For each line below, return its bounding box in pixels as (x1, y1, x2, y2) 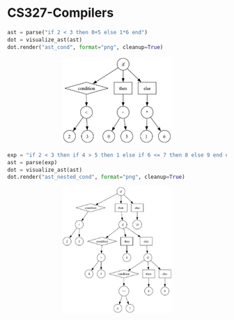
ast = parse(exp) (7, 159, 58, 166)
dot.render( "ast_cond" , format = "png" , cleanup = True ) (7, 43, 164, 50)
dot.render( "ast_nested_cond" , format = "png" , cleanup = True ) (7, 173, 186, 181)
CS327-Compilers (7, 5, 114, 21)
